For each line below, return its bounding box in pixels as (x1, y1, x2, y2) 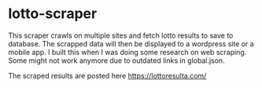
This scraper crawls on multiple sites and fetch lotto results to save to (8, 31, 234, 40)
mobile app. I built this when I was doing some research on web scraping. (8, 47, 247, 57)
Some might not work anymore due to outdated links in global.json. (8, 56, 226, 65)
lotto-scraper (8, 5, 98, 23)
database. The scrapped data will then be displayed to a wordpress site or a (8, 38, 254, 48)
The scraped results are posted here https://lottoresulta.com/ (8, 71, 207, 80)
